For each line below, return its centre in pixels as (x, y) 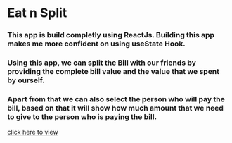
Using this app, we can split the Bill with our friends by (102, 63)
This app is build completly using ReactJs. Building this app (111, 35)
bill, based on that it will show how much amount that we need (115, 108)
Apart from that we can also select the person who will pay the (116, 99)
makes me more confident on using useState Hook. (97, 44)
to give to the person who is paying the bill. (82, 116)
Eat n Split (37, 13)
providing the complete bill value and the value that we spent (114, 72)
